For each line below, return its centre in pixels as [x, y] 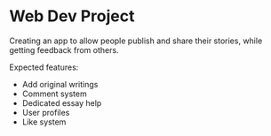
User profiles [46, 112]
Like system [44, 122]
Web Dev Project [72, 16]
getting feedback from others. [64, 49]
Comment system [54, 94]
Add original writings [60, 84]
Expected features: [44, 67]
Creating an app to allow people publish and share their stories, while [136, 41]
